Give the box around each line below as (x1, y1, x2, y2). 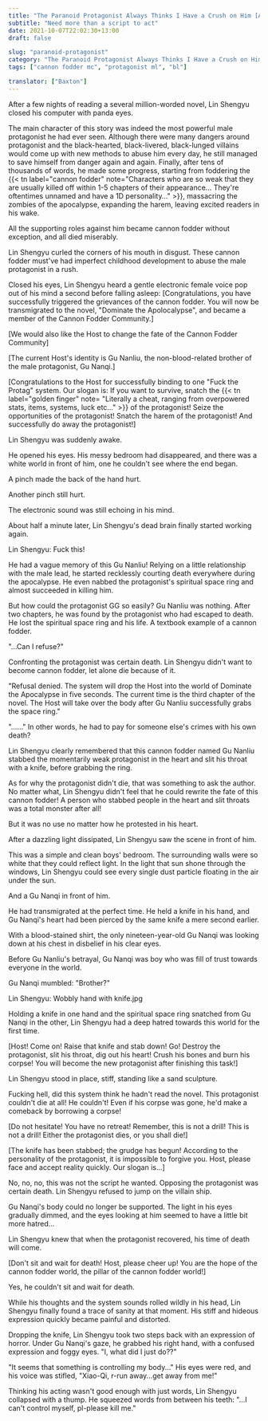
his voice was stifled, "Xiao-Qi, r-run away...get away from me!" (8, 1371, 218, 1380)
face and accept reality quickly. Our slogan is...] (8, 1162, 165, 1172)
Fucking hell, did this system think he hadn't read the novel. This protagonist (8, 1089, 259, 1099)
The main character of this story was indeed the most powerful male (8, 123, 234, 132)
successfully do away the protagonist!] (8, 419, 136, 429)
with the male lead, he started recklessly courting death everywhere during (8, 568, 255, 578)
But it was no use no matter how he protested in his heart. (8, 819, 199, 829)
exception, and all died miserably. (8, 232, 119, 242)
